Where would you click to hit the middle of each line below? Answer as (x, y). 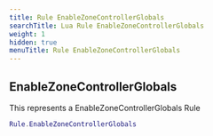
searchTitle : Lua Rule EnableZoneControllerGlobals (106, 26)
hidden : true (33, 42)
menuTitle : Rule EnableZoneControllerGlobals (95, 51)
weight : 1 (28, 34)
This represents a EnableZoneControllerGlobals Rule (105, 108)
